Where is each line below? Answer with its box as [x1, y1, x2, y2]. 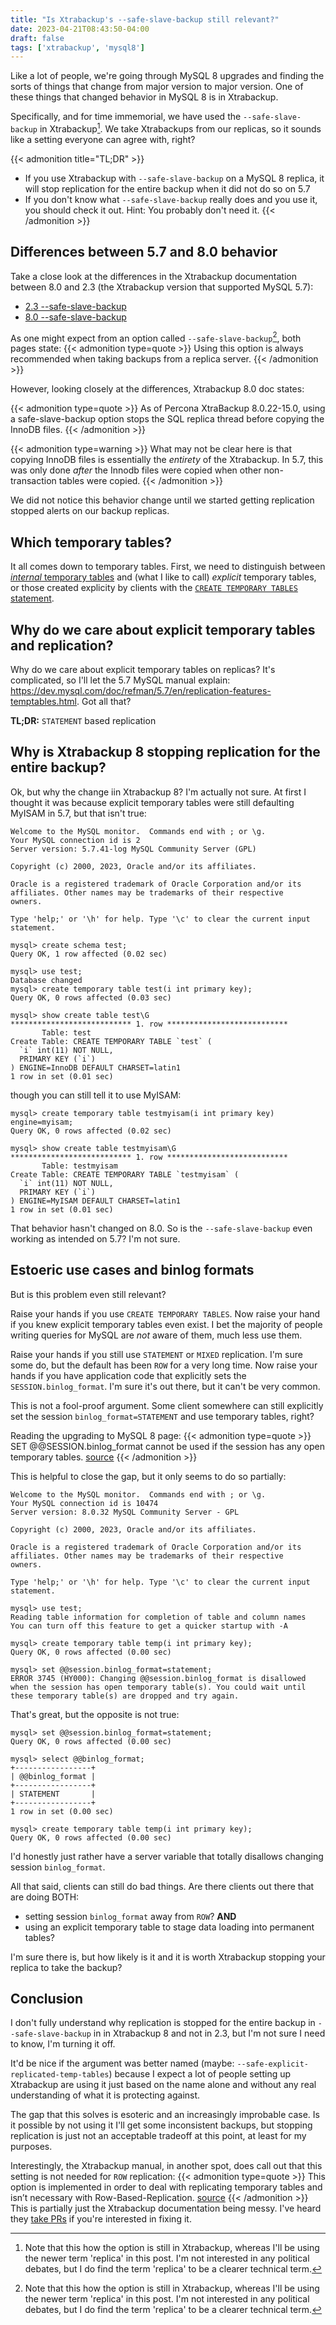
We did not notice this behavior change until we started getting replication [10, 494, 315, 506]
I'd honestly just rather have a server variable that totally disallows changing [10, 1850, 324, 1862]
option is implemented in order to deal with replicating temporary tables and [10, 2181, 323, 2193]
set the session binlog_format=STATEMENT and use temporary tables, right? [10, 1410, 315, 1422]
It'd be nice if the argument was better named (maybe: [10, 2057, 235, 2070]
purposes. [10, 2141, 53, 2153]
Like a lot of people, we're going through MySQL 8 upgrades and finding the [10, 70, 325, 82]
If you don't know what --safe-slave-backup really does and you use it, [24, 193, 318, 205]
